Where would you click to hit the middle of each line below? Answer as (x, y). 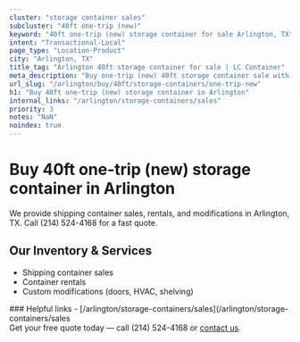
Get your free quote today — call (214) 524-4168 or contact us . (125, 328)
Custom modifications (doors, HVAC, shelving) (108, 291)
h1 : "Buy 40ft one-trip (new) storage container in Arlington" (129, 92)
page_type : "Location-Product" (67, 51)
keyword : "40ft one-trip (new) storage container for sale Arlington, (143, 34)
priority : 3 (31, 109)
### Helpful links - (44, 308)
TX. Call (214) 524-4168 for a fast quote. (83, 222)
